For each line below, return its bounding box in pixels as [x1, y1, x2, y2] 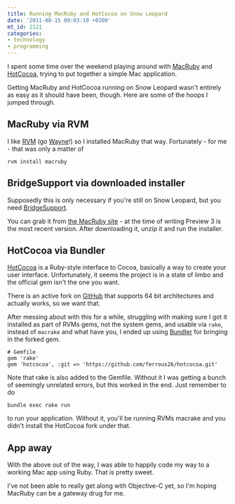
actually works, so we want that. [7, 299, 100, 307]
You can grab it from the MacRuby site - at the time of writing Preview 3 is [7, 217, 221, 225]
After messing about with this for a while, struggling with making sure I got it [7, 313, 228, 321]
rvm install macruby [7, 158, 68, 165]
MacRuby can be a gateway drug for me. [7, 489, 125, 498]
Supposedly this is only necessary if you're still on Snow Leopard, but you [7, 196, 221, 204]
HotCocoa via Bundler [7, 245, 105, 257]
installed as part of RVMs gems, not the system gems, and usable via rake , [7, 320, 223, 329]
